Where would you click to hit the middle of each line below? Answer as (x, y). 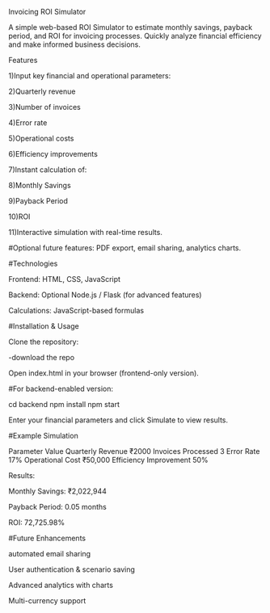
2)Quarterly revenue (42, 91)
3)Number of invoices (44, 107)
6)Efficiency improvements (53, 154)
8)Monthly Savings (40, 185)
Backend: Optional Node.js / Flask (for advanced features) (105, 295)
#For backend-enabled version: (61, 388)
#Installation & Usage (44, 326)
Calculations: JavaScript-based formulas (76, 311)
